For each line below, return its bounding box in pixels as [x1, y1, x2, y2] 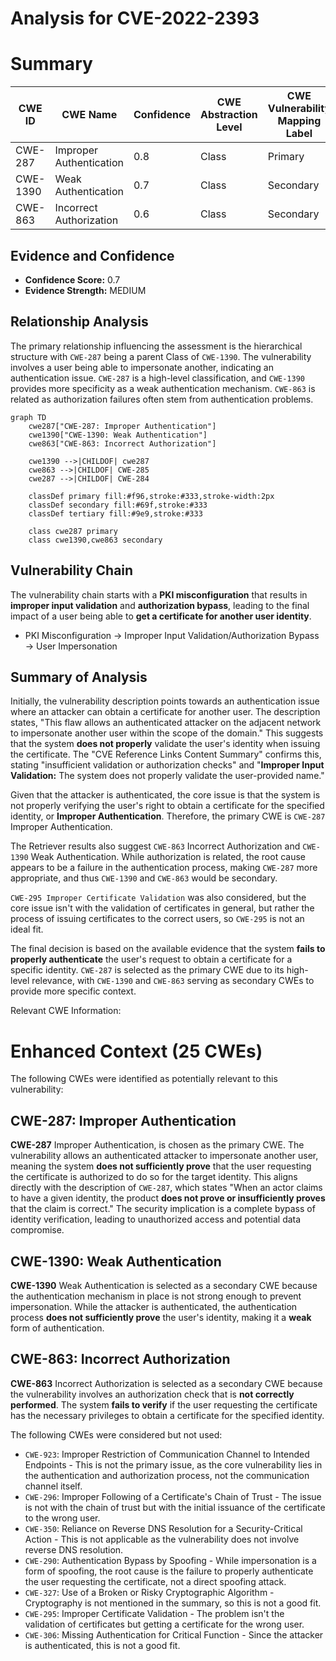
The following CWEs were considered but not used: [10, 1428, 223, 1441]
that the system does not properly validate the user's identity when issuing [10, 738, 321, 750]
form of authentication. [10, 1322, 105, 1334]
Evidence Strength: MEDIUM [24, 284, 147, 296]
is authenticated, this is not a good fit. [24, 1639, 181, 1651]
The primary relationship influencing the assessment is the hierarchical [10, 340, 303, 352]
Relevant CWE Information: [10, 1005, 122, 1017]
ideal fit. [10, 923, 44, 936]
